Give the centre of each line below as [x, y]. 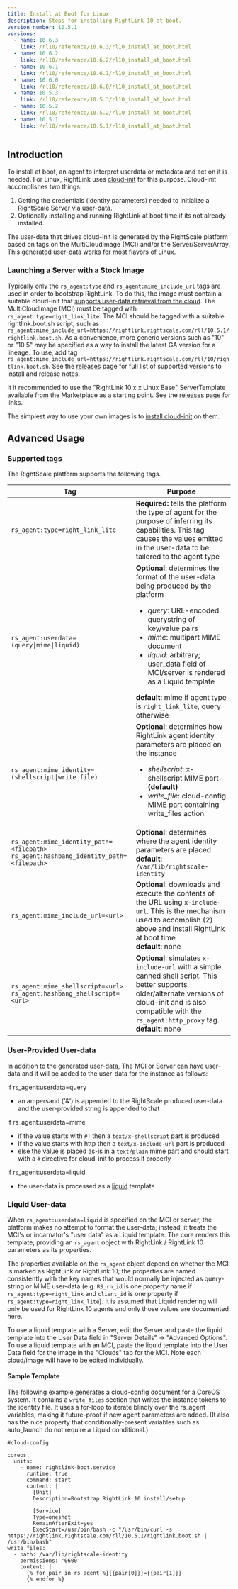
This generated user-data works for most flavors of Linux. [92, 252]
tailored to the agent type [178, 557]
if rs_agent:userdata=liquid [46, 1172]
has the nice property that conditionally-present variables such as [103, 1422]
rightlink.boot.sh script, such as [53, 323]
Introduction [35, 154]
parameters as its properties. [50, 1249]
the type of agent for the [176, 513]
